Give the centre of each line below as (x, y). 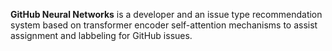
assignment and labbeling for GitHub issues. (101, 35)
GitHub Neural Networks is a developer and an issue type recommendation (166, 14)
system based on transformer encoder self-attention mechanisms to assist (164, 25)
